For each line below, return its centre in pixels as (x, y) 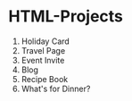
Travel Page (43, 50)
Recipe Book (45, 79)
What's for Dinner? (56, 88)
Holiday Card (45, 41)
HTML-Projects (66, 17)
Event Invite (43, 60)
